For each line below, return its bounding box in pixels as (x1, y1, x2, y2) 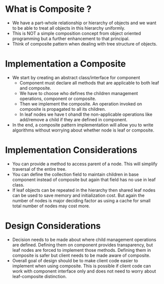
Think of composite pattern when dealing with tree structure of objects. (12, 41, 158, 47)
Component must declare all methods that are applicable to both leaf (19, 80, 159, 86)
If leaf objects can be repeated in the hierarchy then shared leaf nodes (12, 187, 156, 193)
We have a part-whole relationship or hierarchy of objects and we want (12, 20, 157, 26)
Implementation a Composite (5, 58, 126, 70)
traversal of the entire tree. (12, 166, 66, 172)
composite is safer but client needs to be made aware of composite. (12, 252, 151, 258)
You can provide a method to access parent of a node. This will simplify (12, 161, 158, 167)
